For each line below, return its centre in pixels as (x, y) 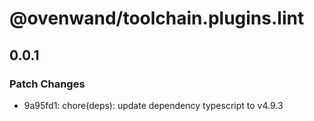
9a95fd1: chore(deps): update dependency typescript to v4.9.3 (153, 105)
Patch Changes (47, 84)
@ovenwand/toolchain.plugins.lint (157, 18)
